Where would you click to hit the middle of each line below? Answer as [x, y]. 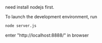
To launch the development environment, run [51, 17]
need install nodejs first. [30, 7]
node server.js [21, 26]
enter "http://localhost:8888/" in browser [47, 35]
